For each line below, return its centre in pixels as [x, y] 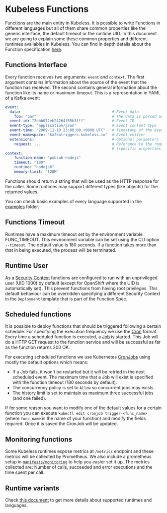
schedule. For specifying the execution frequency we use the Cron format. [81, 332]
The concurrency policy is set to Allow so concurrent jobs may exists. [83, 388]
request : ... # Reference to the [83, 144]
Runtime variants [32, 488]
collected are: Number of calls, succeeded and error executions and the [79, 467]
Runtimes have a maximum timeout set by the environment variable [74, 234]
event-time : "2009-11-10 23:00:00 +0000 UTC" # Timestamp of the [81, 130]
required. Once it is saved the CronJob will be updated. [62, 424]
